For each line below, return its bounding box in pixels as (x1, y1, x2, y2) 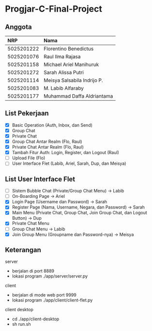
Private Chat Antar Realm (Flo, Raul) (12, 144, 84, 150)
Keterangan (5, 246, 41, 254)
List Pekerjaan (5, 109, 49, 118)
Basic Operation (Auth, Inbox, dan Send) (12, 122, 93, 128)
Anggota (5, 23, 32, 31)
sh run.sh (12, 321, 31, 327)
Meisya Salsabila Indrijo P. (43, 77, 103, 84)
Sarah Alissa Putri (43, 69, 84, 76)
